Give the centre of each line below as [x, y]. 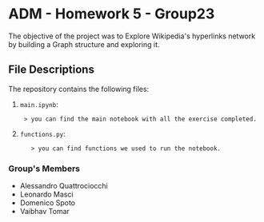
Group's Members [44, 168]
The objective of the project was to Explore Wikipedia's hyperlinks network [132, 36]
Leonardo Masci [46, 194]
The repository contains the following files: [79, 89]
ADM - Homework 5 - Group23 [112, 14]
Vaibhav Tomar [45, 212]
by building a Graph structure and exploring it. [84, 44]
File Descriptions [51, 70]
